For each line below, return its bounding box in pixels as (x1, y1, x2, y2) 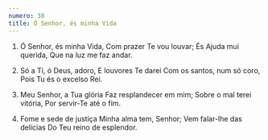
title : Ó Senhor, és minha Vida (8, 19, 117, 27)
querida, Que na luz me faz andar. (19, 50, 133, 60)
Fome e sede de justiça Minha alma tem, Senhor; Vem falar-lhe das (19, 113, 243, 123)
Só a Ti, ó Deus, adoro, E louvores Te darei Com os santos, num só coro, (19, 65, 261, 75)
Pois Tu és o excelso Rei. (19, 74, 103, 84)
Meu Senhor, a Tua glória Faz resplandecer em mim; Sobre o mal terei (19, 89, 252, 99)
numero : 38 (8, 11, 45, 20)
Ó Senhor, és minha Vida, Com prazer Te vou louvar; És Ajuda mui (19, 41, 240, 51)
